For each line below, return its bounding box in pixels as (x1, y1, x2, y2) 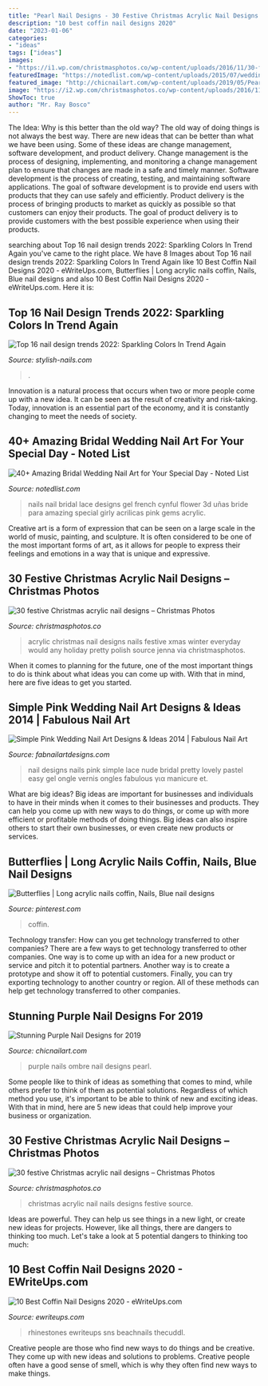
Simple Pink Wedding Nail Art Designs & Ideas (8, 700, 242, 714)
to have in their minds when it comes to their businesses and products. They (8, 798, 259, 807)
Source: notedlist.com (8, 484, 81, 493)
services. (8, 832, 38, 842)
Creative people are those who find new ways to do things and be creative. (8, 1343, 255, 1352)
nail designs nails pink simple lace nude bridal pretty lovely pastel (27, 765, 243, 775)
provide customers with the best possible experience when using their (8, 217, 239, 226)
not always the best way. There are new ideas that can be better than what (8, 131, 254, 141)
